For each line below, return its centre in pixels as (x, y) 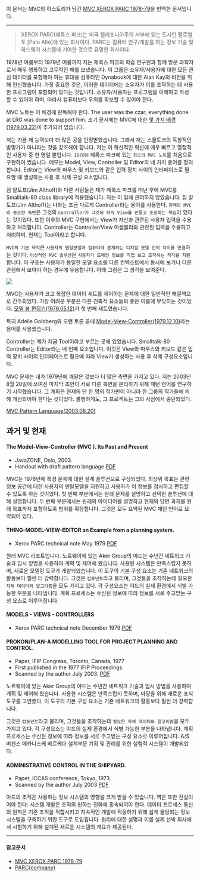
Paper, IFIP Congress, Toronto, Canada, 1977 (70, 661)
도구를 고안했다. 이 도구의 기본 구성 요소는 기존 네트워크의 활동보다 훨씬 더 (92, 701)
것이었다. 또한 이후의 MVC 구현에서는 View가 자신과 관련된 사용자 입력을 (96, 220)
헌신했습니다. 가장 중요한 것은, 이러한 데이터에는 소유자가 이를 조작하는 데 (97, 85)
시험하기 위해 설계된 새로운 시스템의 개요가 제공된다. (73, 827)
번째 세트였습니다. (108, 309)
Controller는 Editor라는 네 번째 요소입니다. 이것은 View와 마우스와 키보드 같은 (96, 349)
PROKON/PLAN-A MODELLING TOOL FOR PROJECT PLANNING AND (92, 642)
